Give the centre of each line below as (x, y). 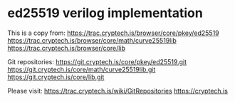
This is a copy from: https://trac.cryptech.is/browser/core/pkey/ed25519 (113, 33)
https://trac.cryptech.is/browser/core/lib (67, 48)
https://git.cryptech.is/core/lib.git (56, 77)
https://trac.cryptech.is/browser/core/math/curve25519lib (92, 40)
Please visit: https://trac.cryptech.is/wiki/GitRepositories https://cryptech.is (117, 91)
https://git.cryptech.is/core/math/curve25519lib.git (82, 69)
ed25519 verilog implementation (105, 13)
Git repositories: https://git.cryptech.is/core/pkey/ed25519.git (97, 61)
